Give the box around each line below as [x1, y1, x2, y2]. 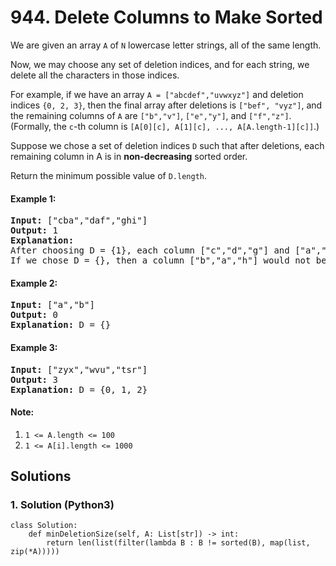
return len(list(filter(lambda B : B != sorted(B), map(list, [46, 538, 311, 548]
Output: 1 [10, 225, 58, 236]
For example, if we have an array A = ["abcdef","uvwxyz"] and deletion [10, 88, 304, 100]
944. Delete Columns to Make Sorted [10, 6, 323, 29]
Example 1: [10, 192, 57, 205]
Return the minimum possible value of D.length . [10, 169, 208, 181]
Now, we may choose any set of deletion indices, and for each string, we [10, 58, 310, 70]
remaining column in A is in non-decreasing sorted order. [10, 150, 248, 162]
